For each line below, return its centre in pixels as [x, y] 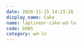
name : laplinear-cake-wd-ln [41, 23]
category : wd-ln [26, 34]
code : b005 [20, 28]
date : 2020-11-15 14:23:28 [40, 12]
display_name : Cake [31, 17]
